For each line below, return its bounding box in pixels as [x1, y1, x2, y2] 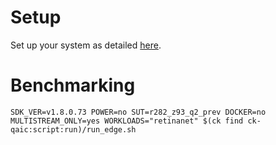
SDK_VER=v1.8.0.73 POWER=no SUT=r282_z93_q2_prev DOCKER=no [10, 107, 267, 117]
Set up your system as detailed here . [10, 39, 162, 51]
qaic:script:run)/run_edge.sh [10, 124, 137, 135]
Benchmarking [10, 74, 136, 97]
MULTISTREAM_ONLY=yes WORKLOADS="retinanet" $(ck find [10, 116, 244, 126]
